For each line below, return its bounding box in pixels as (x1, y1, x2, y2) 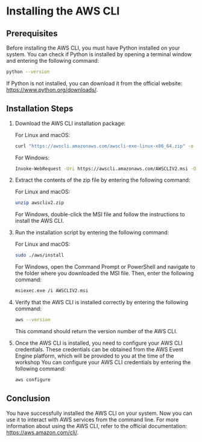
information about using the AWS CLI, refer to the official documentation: (6, 422, 188, 429)
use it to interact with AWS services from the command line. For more (6, 415, 179, 423)
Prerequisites (6, 28, 58, 39)
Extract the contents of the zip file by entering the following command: (14, 176, 191, 184)
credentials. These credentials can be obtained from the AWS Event (14, 345, 184, 353)
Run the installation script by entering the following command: (14, 229, 169, 236)
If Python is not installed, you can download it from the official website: (6, 80, 183, 87)
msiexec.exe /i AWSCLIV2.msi (14, 288, 89, 294)
